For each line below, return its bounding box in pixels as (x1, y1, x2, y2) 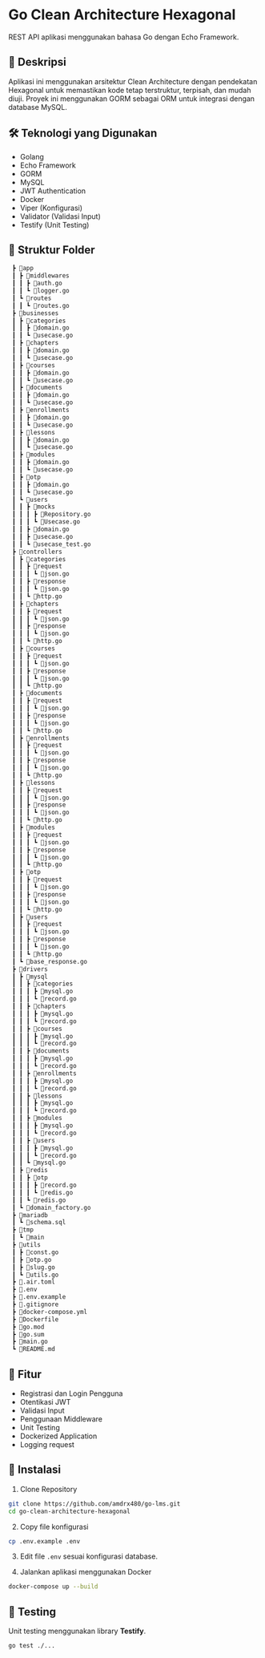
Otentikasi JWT (19, 1397, 71, 1406)
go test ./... (8, 1642, 56, 1650)
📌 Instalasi (8, 1463, 62, 1477)
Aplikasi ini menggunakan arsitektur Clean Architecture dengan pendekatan (8, 76, 258, 86)
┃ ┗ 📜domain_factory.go (11, 1203, 91, 1211)
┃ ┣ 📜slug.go (11, 1263, 56, 1272)
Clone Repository (19, 1484, 78, 1494)
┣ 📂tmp (11, 1226, 34, 1234)
